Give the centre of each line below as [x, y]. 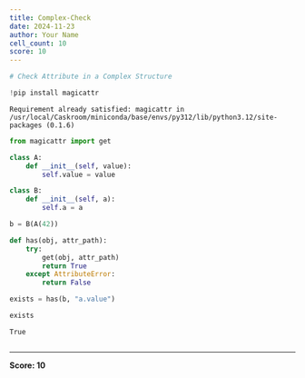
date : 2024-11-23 [42, 26]
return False [67, 283]
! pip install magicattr [54, 93]
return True [65, 266]
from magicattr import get [60, 141]
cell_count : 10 [38, 43]
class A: [26, 157]
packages [26, 125]
